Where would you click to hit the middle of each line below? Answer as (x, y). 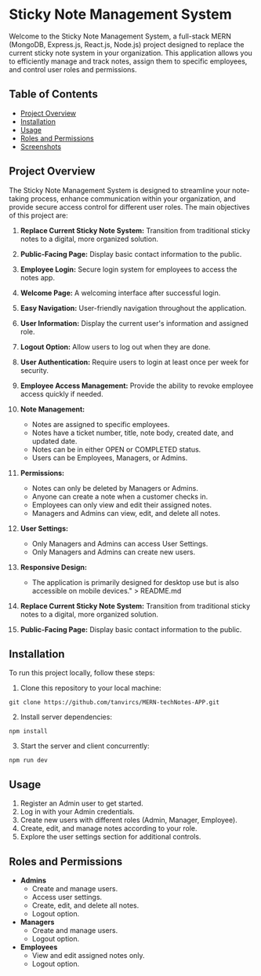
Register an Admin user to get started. (82, 803)
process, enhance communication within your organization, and (133, 199)
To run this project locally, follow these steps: (82, 673)
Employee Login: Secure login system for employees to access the (129, 269)
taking (19, 199)
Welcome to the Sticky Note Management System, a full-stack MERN (120, 36)
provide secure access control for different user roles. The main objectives (129, 207)
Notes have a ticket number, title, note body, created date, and (132, 433)
